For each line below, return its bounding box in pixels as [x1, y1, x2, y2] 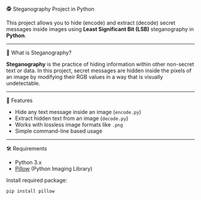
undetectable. [6, 80, 41, 87]
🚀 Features [6, 97, 33, 104]
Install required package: [6, 177, 68, 184]
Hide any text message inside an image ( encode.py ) [14, 109, 142, 115]
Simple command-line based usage [14, 128, 103, 134]
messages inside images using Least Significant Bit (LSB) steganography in [6, 26, 194, 32]
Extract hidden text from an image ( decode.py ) [14, 115, 129, 122]
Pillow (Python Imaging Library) [14, 165, 93, 172]
